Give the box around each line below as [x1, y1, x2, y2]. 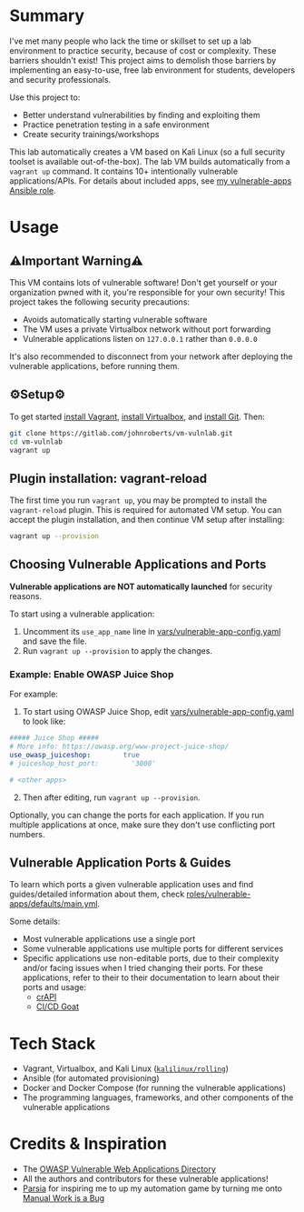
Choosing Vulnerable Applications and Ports [9, 556, 267, 573]
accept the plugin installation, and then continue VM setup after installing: [9, 515, 285, 526]
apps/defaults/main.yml [9, 898, 98, 909]
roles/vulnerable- [186, 888, 251, 900]
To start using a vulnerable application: [9, 608, 155, 619]
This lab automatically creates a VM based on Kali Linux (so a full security [9, 146, 286, 157]
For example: [9, 688, 59, 700]
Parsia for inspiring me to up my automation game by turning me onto [22, 1183, 283, 1194]
